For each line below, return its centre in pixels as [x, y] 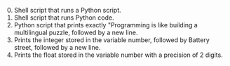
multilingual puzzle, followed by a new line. [76, 32]
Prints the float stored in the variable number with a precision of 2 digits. [118, 55]
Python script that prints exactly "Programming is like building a [106, 25]
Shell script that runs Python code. [64, 18]
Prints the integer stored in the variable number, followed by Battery [112, 40]
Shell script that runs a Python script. [67, 10]
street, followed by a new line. [57, 47]
